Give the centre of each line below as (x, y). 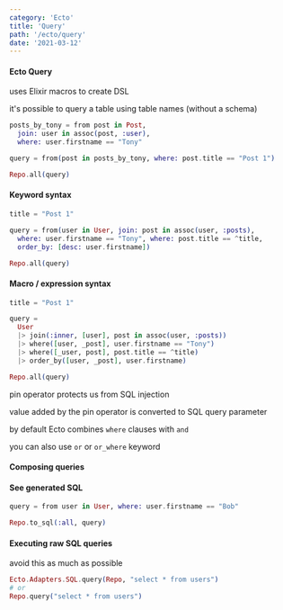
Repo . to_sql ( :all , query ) (57, 523)
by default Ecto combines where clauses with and (99, 429)
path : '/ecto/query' (48, 34)
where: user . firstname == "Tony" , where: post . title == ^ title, (140, 238)
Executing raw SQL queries (61, 543)
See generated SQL (46, 488)
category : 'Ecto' (42, 18)
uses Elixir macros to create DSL (69, 92)
